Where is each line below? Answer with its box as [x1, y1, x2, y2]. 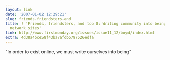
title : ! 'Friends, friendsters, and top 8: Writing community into [5, 21, 153, 26]
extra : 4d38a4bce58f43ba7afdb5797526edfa [5, 35, 94, 40]
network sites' [10, 26, 42, 31]
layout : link [5, 7, 33, 12]
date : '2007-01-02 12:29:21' [5, 12, 67, 17]
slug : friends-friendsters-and [5, 16, 71, 21]
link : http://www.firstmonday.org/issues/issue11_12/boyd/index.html [5, 30, 155, 35]
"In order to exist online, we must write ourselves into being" [5, 48, 132, 55]
